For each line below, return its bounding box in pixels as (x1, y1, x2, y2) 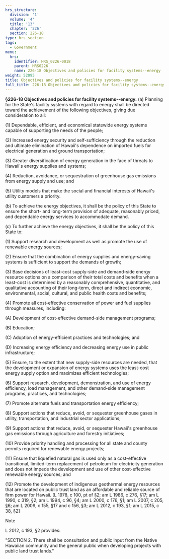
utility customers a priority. (5, 193, 61, 199)
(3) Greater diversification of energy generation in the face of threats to (5, 157, 153, 164)
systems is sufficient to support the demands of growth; (5, 259, 122, 265)
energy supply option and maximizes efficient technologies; (5, 370, 129, 376)
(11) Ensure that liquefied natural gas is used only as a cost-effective (5, 455, 147, 461)
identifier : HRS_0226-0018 (14, 59, 71, 64)
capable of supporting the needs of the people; (5, 127, 104, 133)
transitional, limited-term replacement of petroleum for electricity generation (5, 460, 163, 466)
